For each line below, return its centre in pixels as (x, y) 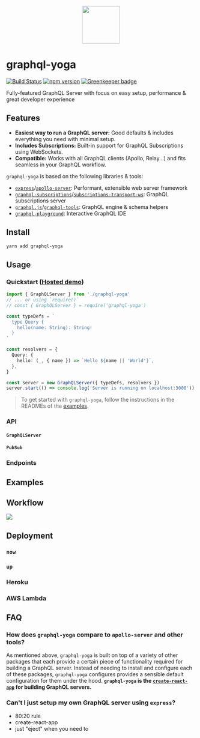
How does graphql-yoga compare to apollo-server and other (95, 635)
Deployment (30, 535)
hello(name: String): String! (55, 327)
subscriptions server (40, 201)
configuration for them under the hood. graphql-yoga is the (79, 681)
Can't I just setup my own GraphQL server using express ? (91, 703)
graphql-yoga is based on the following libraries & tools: (75, 176)
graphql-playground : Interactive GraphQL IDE (71, 213)
